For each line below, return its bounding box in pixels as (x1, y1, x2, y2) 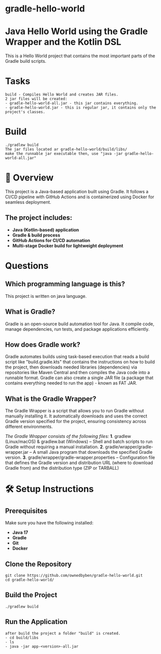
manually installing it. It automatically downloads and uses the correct (5, 413, 148, 419)
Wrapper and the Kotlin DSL (5, 36, 121, 48)
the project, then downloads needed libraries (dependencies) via (5, 364, 137, 370)
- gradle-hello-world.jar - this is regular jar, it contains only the (5, 105, 156, 110)
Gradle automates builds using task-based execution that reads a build (5, 354, 150, 360)
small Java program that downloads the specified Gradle (37, 449, 153, 455)
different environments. (5, 424, 53, 430)
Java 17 (12, 529, 28, 535)
